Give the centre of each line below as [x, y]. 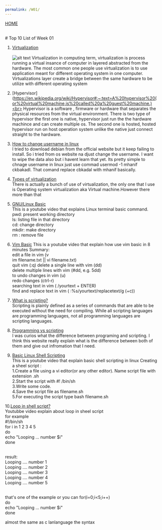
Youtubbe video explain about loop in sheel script [54, 411]
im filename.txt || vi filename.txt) [44, 260]
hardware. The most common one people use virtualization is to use [80, 68]
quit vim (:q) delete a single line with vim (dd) [57, 265]
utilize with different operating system [50, 84]
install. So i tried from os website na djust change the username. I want [83, 154]
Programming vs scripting [38, 330]
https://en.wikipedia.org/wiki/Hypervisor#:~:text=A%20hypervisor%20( [85, 98]
